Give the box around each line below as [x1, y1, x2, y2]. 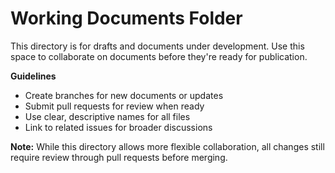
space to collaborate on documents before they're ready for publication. [10, 50, 308, 62]
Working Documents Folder [10, 7, 243, 30]
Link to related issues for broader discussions [24, 121, 213, 133]
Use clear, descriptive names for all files [24, 110, 191, 122]
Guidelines [10, 70, 57, 82]
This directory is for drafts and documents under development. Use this [10, 40, 305, 52]
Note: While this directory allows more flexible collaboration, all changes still [10, 140, 325, 152]
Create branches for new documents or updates [24, 89, 224, 101]
